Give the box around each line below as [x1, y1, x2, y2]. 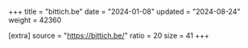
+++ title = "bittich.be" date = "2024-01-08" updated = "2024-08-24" [8, 7, 241, 16]
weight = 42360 [8, 15, 62, 25]
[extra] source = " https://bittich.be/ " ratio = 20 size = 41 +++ [8, 31, 209, 40]
